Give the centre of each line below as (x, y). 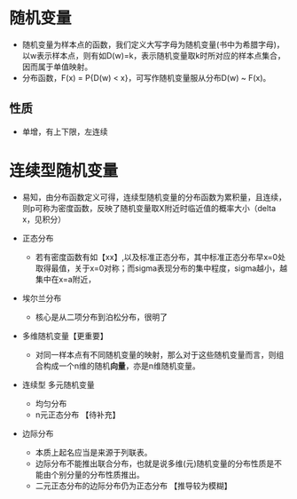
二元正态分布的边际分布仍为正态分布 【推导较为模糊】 (133, 486)
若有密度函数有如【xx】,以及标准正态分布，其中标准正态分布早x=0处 (160, 257)
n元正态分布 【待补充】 (78, 415)
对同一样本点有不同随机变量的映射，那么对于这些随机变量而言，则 (156, 354)
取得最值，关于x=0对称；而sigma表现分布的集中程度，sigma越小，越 (161, 268)
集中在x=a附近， (65, 279)
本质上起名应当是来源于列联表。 (94, 452)
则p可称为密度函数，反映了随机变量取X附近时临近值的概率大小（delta (149, 208)
